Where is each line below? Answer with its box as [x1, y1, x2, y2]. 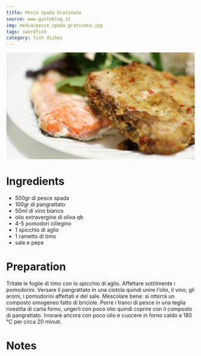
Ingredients [6, 174, 65, 188]
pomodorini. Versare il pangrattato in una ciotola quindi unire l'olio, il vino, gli [6, 286, 195, 293]
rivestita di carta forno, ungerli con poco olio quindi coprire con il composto [6, 305, 193, 312]
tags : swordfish [6, 29, 47, 35]
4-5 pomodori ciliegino [14, 219, 72, 227]
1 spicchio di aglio [14, 226, 59, 233]
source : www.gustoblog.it [6, 16, 71, 22]
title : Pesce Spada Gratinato [6, 10, 82, 16]
